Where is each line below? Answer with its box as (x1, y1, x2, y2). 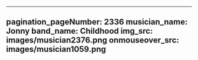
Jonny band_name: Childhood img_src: (6, 26, 153, 36)
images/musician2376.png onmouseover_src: (6, 36, 180, 45)
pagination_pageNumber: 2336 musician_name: (6, 17, 188, 27)
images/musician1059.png (6, 44, 106, 54)
